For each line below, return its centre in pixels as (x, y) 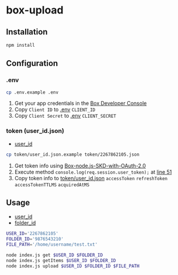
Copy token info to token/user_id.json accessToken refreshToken (91, 178)
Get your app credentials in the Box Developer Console (81, 104)
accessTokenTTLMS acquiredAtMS (52, 185)
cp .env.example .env (32, 92)
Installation (27, 32)
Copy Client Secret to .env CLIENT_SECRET (65, 116)
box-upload (35, 10)
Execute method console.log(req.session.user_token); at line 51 (93, 172)
